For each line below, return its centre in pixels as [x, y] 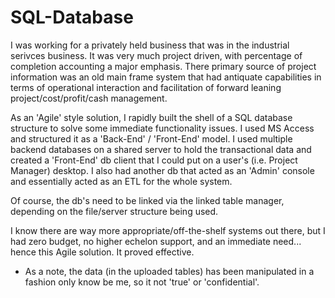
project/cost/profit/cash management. [89, 98]
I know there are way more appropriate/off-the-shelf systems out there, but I [168, 230]
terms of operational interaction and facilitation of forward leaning [146, 87]
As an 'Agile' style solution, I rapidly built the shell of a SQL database [151, 117]
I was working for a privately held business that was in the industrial [150, 45]
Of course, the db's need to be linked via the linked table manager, [147, 200]
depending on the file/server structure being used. [114, 211]
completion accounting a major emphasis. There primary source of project [163, 66]
